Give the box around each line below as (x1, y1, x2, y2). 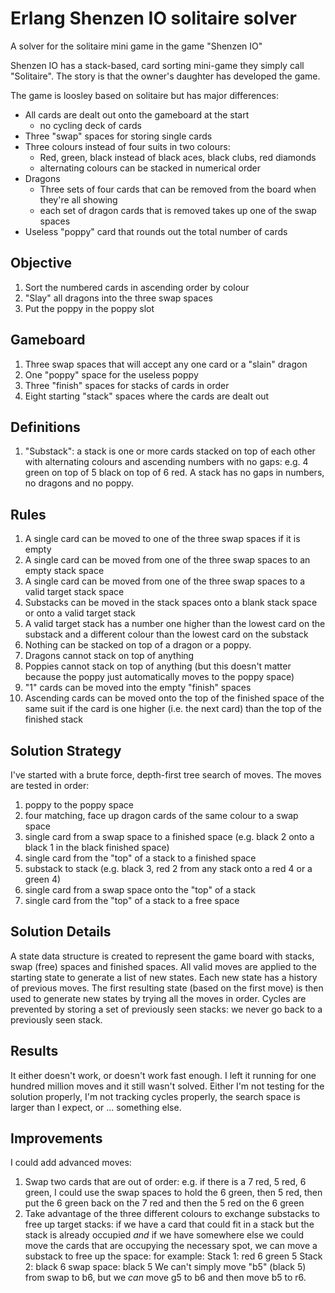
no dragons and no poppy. (24, 477, 135, 489)
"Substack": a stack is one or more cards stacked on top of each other (24, 445, 316, 457)
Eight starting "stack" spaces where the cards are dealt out (24, 390, 270, 402)
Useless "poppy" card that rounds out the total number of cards (24, 225, 288, 237)
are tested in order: (10, 780, 90, 791)
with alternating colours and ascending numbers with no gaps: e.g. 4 (24, 456, 309, 468)
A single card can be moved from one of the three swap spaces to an (24, 554, 311, 566)
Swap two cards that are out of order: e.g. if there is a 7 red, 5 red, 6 (24, 1176, 307, 1188)
